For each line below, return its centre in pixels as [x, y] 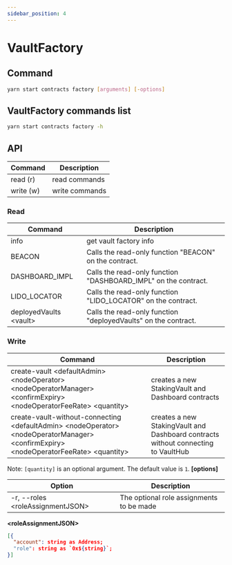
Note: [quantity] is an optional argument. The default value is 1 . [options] [113, 469]
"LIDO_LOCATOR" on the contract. [142, 301]
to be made [138, 506]
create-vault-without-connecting [66, 417]
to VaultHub [170, 451]
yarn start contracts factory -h [55, 127]
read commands [78, 179]
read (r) [23, 179]
